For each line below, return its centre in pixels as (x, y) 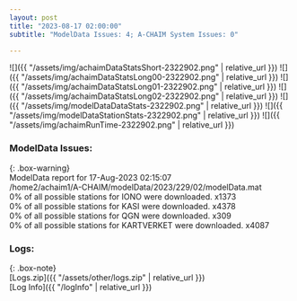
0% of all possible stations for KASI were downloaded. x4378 (122, 206)
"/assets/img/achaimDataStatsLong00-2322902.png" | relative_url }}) (150, 77)
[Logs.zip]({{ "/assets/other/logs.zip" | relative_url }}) (107, 277)
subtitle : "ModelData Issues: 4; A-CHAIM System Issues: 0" (124, 34)
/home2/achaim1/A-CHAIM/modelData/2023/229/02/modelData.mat (135, 187)
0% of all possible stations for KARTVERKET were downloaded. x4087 (140, 225)
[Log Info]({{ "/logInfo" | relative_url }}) (81, 287)
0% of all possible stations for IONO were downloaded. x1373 (123, 196)
